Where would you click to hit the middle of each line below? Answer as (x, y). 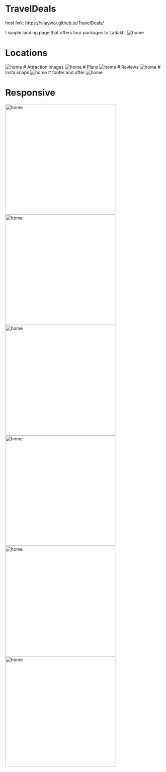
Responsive (30, 93)
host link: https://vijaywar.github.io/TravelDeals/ (55, 23)
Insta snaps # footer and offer (45, 72)
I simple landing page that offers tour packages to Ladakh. (66, 32)
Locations (26, 53)
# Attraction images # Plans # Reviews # (92, 67)
